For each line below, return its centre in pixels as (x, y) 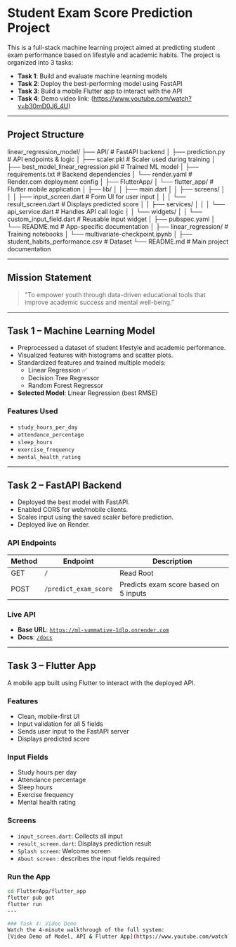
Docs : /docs (35, 637)
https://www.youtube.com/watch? (142, 98)
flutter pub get (31, 898)
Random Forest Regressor (66, 386)
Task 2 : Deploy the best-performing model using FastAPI (100, 83)
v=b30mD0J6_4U (43, 106)
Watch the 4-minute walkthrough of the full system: (86, 930)
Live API (22, 614)
